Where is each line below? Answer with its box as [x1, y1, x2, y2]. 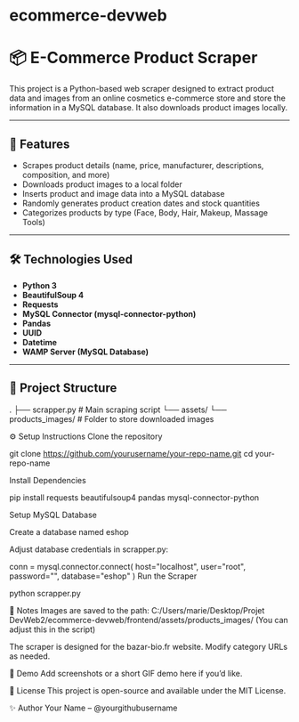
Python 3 [21, 280, 58, 290]
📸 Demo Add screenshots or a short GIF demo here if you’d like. [9, 668, 243, 678]
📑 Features [9, 136, 70, 151]
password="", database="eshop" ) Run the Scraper [9, 571, 198, 581]
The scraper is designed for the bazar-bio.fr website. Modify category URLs [9, 641, 287, 652]
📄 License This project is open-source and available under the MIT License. [9, 685, 287, 695]
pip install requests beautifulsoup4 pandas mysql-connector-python [9, 491, 260, 503]
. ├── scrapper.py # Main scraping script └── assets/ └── [9, 404, 227, 415]
